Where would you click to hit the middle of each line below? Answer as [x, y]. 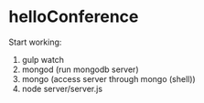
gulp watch [43, 59]
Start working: [35, 42]
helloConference [74, 17]
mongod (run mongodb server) [80, 69]
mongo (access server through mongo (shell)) [108, 78]
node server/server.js [62, 88]
